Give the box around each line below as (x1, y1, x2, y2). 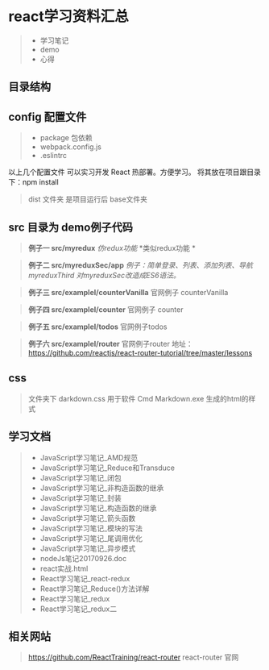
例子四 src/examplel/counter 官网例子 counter (27, 304, 184, 314)
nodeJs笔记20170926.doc (39, 553, 127, 563)
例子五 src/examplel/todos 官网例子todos (27, 322, 168, 331)
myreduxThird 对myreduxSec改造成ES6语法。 (27, 270, 181, 280)
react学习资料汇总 (8, 7, 129, 26)
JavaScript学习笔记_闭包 (39, 472, 122, 482)
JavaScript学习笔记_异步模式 (39, 543, 136, 553)
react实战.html (39, 564, 89, 573)
